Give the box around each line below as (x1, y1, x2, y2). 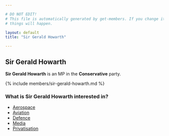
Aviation (12, 109, 30, 115)
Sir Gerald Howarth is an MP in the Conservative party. (5, 70, 121, 76)
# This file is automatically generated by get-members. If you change (5, 16, 158, 21)
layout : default (5, 30, 39, 35)
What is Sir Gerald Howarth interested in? (5, 93, 109, 100)
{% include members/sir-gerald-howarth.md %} (5, 80, 105, 86)
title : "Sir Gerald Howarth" (5, 34, 66, 40)
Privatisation (12, 125, 39, 131)
